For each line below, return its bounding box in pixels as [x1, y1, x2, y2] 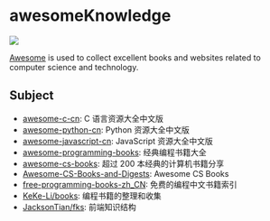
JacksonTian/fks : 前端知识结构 [22, 201, 137, 212]
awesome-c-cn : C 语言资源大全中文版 [22, 113, 164, 124]
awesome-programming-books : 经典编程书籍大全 [22, 146, 208, 158]
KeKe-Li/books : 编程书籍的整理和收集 [22, 190, 163, 201]
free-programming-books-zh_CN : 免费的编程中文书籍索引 [22, 179, 237, 189]
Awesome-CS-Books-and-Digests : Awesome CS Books [22, 168, 229, 179]
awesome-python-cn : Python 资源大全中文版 [22, 124, 190, 135]
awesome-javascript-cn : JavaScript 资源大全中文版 [22, 135, 214, 146]
